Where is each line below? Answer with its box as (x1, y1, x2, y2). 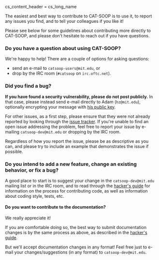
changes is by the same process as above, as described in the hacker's (5, 229, 147, 236)
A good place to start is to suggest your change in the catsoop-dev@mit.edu (5, 178, 155, 183)
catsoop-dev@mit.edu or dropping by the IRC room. (20, 129, 121, 134)
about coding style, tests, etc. (5, 193, 64, 199)
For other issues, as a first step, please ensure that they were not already (5, 113, 151, 119)
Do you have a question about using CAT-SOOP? (5, 45, 121, 51)
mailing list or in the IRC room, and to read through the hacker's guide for (5, 183, 151, 189)
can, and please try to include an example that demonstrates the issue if (5, 143, 149, 149)
